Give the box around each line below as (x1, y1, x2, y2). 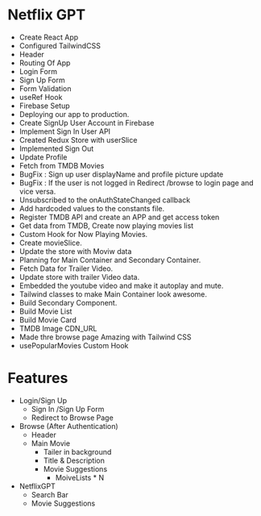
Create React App (19, 32, 79, 42)
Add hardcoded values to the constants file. (19, 203, 165, 213)
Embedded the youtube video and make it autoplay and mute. (19, 281, 224, 290)
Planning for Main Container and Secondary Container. (19, 255, 201, 264)
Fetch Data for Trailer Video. (19, 264, 114, 273)
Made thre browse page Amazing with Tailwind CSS (19, 332, 192, 342)
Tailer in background (43, 447, 112, 456)
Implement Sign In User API (19, 127, 110, 136)
